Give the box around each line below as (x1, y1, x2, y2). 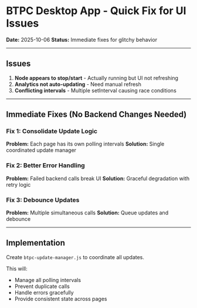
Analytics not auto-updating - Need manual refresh (14, 81, 142, 88)
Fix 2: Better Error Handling (6, 161, 85, 170)
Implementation (6, 238, 66, 248)
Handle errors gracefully (14, 289, 74, 296)
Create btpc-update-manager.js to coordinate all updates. (6, 253, 145, 260)
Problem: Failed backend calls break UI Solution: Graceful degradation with (6, 175, 189, 182)
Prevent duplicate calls (14, 283, 70, 290)
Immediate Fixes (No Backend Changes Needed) (6, 110, 187, 120)
